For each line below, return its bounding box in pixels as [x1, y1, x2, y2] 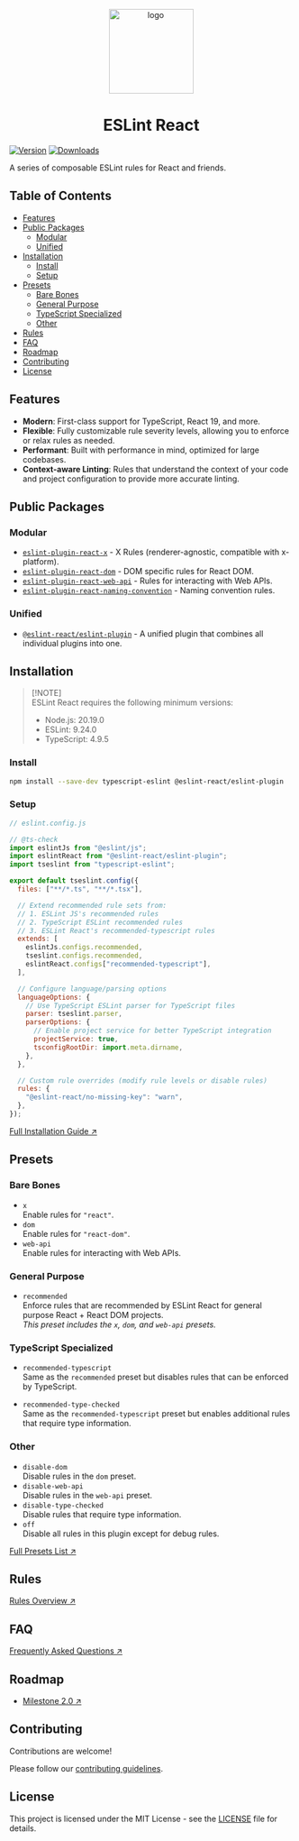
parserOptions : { [25, 1018, 91, 1027]
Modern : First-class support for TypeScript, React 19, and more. [22, 416, 261, 426]
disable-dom [22, 1462, 68, 1471]
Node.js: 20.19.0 [44, 715, 105, 726]
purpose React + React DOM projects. [22, 1309, 164, 1320]
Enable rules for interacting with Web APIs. [22, 1247, 182, 1258]
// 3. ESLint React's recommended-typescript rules [17, 926, 216, 935]
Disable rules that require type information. [22, 1508, 182, 1519]
